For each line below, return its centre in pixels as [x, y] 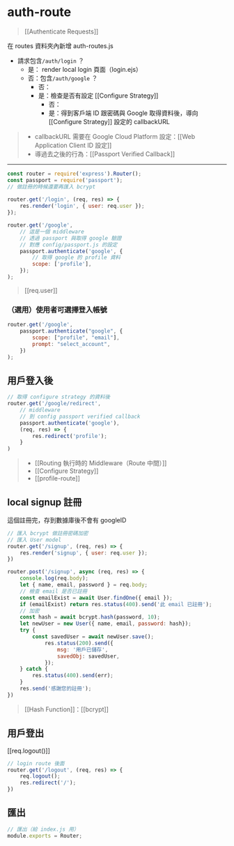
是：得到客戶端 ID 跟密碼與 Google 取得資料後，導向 [123, 113]
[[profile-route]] [57, 478]
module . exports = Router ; [45, 836]
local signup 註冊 [45, 502]
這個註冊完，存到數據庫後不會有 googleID [67, 520]
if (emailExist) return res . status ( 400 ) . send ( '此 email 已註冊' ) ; [116, 604]
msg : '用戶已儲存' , [83, 649]
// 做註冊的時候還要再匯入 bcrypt [52, 187]
